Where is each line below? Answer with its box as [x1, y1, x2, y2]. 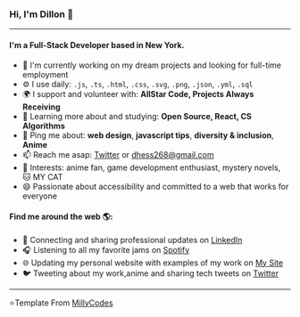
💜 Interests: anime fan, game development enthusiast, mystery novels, [21, 162, 281, 173]
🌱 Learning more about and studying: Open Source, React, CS [21, 110, 253, 121]
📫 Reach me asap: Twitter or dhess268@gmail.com [21, 149, 214, 159]
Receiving [21, 102, 61, 112]
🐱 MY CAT [21, 171, 63, 182]
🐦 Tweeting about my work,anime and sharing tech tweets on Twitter [21, 267, 279, 279]
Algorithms [21, 120, 65, 131]
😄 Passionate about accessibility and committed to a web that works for [21, 181, 289, 191]
